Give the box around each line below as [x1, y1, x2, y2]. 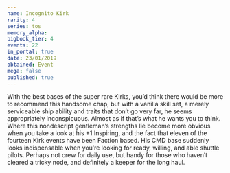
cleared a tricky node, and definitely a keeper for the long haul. [7, 159, 185, 167]
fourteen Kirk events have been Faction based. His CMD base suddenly [7, 137, 209, 145]
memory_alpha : [7, 29, 48, 36]
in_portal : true [7, 49, 54, 56]
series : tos [7, 23, 41, 30]
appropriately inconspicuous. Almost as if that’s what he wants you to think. [7, 115, 221, 123]
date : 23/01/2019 [7, 55, 57, 62]
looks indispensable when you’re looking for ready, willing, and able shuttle [7, 143, 220, 152]
